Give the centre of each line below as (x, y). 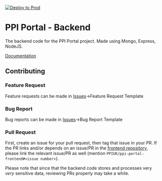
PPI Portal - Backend (48, 28)
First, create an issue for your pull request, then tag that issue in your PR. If (81, 143)
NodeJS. (14, 46)
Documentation (21, 56)
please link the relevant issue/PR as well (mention (55, 153)
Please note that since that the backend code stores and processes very (79, 168)
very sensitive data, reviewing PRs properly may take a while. (67, 173)
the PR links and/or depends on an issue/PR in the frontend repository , (77, 148)
